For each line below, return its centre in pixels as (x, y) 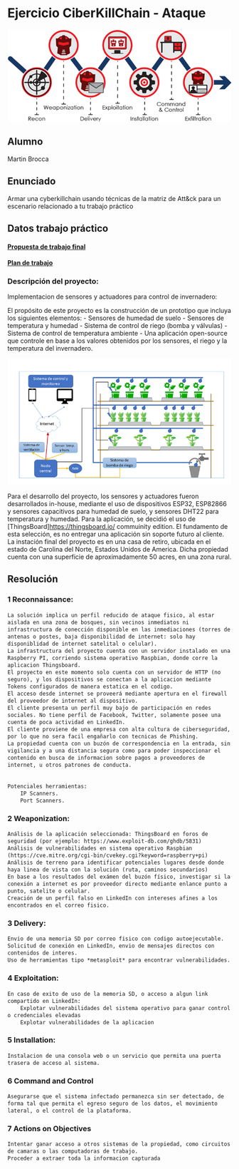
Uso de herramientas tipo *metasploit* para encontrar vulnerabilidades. (119, 960)
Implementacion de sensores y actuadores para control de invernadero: (112, 297)
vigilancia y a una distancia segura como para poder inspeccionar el (114, 751)
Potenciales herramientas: (47, 786)
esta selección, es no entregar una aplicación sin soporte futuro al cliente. (116, 534)
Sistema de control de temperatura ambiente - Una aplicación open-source (117, 334)
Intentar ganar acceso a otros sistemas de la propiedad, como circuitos (119, 1144)
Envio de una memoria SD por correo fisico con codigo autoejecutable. (116, 939)
